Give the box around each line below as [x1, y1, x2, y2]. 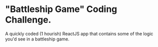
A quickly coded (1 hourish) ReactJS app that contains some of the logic [5, 30, 154, 36]
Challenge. [5, 14, 51, 25]
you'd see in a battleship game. [5, 36, 70, 42]
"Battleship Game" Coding [5, 3, 118, 15]
